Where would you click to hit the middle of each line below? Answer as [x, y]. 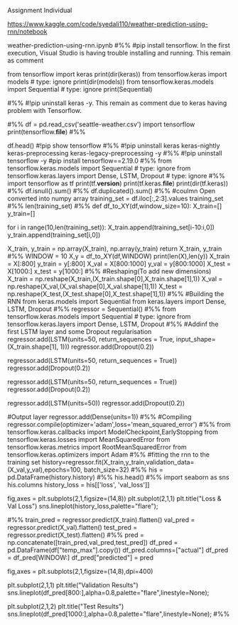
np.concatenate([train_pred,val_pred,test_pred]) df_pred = [93, 542]
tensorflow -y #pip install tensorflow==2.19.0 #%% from [90, 161]
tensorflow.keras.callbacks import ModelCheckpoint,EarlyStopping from [113, 432]
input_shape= [196, 339]
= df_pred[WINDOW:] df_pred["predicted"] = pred [81, 558]
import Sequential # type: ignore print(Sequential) [80, 89]
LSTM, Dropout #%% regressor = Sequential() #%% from [92, 309]
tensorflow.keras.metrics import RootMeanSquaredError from [97, 447]
